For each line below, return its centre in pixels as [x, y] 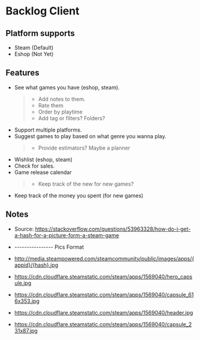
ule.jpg [23, 283]
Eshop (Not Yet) [34, 54]
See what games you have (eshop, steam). [67, 87]
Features [22, 73]
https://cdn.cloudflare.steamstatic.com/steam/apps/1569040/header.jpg [104, 312]
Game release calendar [43, 172]
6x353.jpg [27, 301]
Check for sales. [34, 166]
